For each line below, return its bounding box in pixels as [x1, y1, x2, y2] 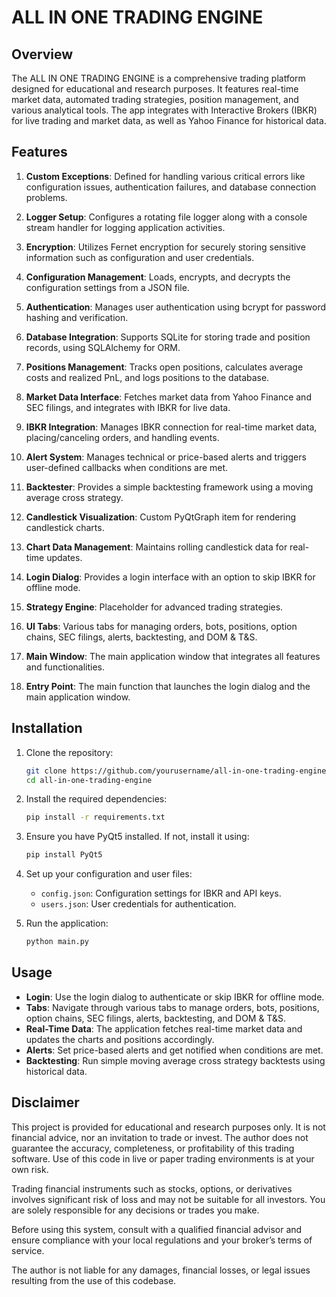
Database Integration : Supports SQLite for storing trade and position [25, 331, 311, 343]
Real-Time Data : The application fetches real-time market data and [25, 1022, 303, 1035]
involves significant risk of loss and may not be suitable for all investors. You [11, 1193, 326, 1205]
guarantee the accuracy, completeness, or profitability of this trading [11, 1142, 295, 1154]
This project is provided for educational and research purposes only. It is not [11, 1121, 326, 1133]
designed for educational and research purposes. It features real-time [11, 83, 299, 95]
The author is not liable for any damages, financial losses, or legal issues [11, 1264, 311, 1276]
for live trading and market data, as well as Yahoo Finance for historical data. [11, 115, 327, 126]
